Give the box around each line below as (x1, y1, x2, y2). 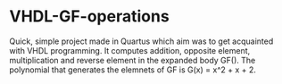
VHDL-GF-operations (9, 6, 170, 27)
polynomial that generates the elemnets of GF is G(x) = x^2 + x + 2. (9, 64, 257, 75)
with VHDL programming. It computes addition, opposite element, (9, 45, 251, 55)
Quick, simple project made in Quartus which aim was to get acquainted (9, 36, 274, 46)
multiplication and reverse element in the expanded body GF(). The (9, 55, 256, 65)
